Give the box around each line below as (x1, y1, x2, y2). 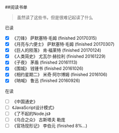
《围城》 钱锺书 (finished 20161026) (12, 66, 83, 71)
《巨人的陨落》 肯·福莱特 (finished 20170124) (12, 48, 102, 53)
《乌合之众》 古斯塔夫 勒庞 (12, 116, 66, 122)
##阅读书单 (5, 4, 27, 10)
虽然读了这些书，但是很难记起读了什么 (16, 15, 93, 20)
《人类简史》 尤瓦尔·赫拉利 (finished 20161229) (12, 53, 106, 59)
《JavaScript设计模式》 (12, 104, 57, 110)
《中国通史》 (12, 99, 38, 104)
